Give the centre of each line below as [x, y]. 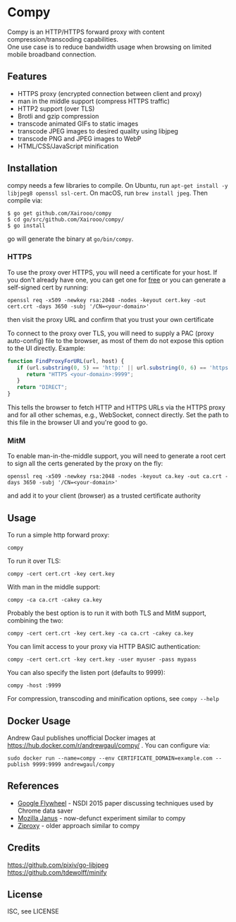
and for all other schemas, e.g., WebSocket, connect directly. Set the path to [118, 415]
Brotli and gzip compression [58, 116]
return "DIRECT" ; [42, 388]
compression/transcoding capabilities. [63, 39]
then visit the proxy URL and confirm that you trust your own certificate [111, 319]
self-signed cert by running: [48, 287]
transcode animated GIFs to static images [78, 124]
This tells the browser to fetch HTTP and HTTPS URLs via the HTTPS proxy [116, 407]
